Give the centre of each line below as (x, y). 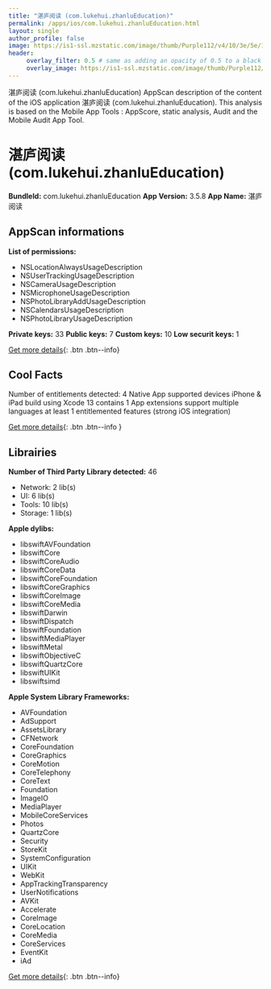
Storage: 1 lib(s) (46, 513)
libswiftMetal (41, 647)
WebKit (32, 875)
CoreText (35, 781)
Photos (32, 824)
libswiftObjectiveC (50, 656)
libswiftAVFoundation (55, 544)
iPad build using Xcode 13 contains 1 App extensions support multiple (124, 403)
